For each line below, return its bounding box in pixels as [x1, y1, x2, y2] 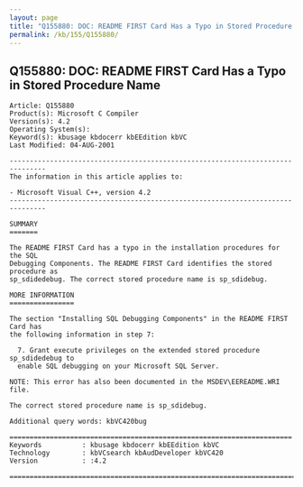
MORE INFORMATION [9, 290, 75, 300]
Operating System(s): [9, 125, 91, 134]
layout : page [9, 13, 59, 23]
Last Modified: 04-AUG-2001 [9, 141, 115, 150]
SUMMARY [9, 220, 39, 229]
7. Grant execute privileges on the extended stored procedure [17, 346, 260, 355]
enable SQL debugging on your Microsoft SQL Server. [17, 362, 220, 371]
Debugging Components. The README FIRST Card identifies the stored [9, 259, 272, 269]
